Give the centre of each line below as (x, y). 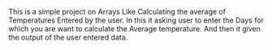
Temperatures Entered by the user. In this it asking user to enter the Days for (136, 20)
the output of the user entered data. (68, 37)
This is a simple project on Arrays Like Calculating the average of (117, 12)
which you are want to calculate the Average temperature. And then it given (135, 29)
